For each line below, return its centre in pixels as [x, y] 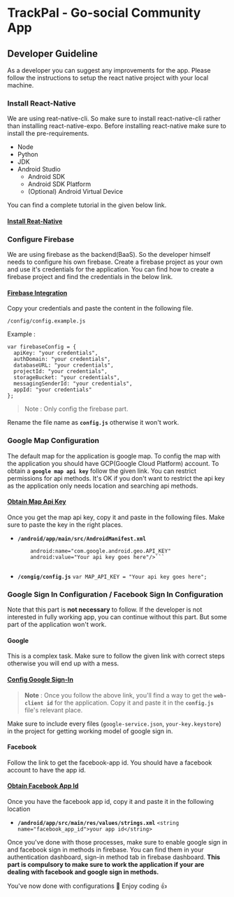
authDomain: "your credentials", [62, 359]
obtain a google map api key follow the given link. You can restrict [102, 471]
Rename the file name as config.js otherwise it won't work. [93, 423]
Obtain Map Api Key [37, 502]
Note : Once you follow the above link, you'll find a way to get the [118, 695]
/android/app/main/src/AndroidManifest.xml [82, 539]
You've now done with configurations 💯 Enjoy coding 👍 [87, 886]
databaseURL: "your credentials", [64, 365]
